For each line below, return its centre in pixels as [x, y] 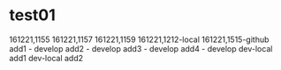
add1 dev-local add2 [46, 58]
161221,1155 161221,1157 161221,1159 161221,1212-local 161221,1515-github [139, 39]
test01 [32, 15]
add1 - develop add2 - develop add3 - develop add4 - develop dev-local [141, 48]
